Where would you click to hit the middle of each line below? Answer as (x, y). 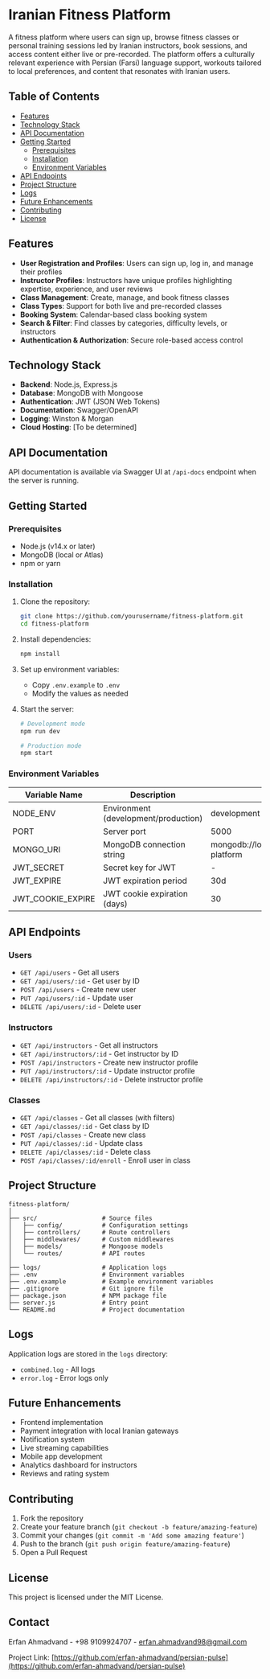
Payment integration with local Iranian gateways (99, 1431)
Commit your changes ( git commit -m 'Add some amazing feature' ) (132, 1535)
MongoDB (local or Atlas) (61, 554)
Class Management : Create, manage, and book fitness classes (125, 297)
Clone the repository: (55, 601)
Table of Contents (54, 97)
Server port (125, 831)
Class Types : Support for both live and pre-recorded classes (121, 306)
